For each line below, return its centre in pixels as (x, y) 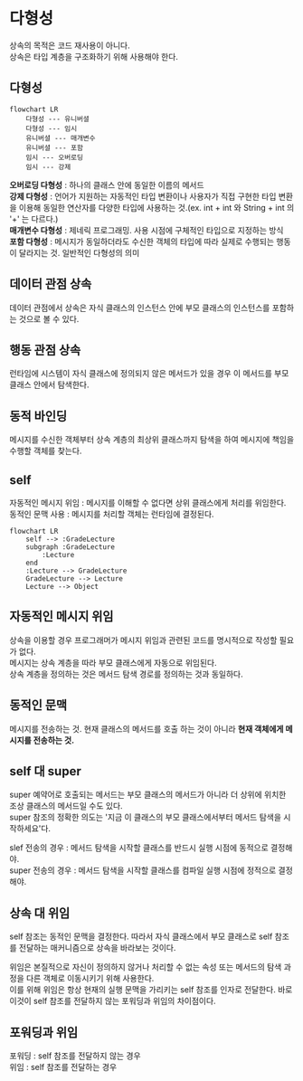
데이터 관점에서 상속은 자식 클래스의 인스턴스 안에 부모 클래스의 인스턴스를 (140, 308)
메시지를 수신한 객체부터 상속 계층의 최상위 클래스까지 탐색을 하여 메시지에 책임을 (152, 440)
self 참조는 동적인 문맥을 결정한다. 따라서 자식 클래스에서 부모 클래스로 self (141, 936)
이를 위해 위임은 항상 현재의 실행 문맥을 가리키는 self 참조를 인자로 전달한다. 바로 (151, 990)
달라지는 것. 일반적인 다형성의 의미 (79, 252)
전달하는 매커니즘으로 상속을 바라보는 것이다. (97, 948)
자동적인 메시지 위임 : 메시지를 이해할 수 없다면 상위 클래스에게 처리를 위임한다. (148, 503)
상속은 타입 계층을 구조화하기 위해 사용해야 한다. (94, 56)
